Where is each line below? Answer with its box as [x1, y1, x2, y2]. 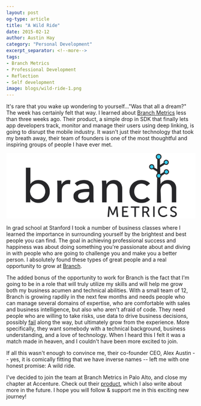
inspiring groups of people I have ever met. [6, 141, 113, 148]
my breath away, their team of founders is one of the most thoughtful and [6, 135, 188, 142]
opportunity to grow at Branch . [6, 263, 82, 270]
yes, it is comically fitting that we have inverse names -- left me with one [10, 356, 190, 363]
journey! [6, 393, 27, 400]
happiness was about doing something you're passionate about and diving [6, 243, 191, 251]
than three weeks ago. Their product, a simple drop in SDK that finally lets [6, 116, 189, 123]
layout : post [6, 10, 39, 16]
